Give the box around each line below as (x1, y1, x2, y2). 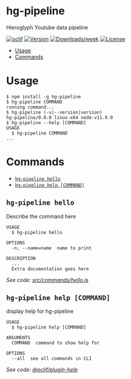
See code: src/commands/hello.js (6, 276, 89, 283)
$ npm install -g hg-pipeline (6, 93, 82, 99)
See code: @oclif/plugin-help (6, 366, 78, 373)
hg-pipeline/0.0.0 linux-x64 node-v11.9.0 (6, 114, 113, 120)
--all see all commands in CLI (11, 356, 92, 362)
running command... (6, 104, 55, 110)
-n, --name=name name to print (11, 245, 92, 251)
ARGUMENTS (6, 335, 31, 341)
